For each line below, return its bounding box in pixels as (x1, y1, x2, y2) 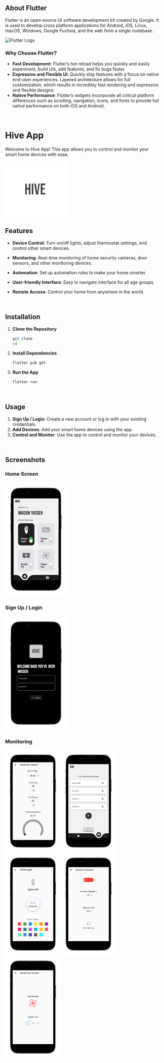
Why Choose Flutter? (5, 50, 57, 56)
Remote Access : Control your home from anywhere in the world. (12, 289, 144, 295)
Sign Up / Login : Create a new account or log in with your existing (12, 416, 147, 422)
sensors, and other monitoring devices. (12, 260, 92, 266)
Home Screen (5, 470, 39, 477)
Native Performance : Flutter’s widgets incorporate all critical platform (12, 93, 155, 99)
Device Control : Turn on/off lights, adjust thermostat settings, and (12, 240, 147, 246)
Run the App (12, 369, 39, 375)
